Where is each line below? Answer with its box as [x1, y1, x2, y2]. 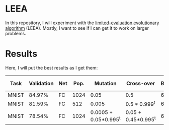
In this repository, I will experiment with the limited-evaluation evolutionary [5, 20, 159, 26]
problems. [5, 30, 26, 36]
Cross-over [126, 80, 155, 87]
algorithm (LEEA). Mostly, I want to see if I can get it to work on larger [5, 25, 149, 31]
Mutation [94, 80, 117, 87]
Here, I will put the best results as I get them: [5, 64, 98, 71]
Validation [29, 80, 54, 87]
